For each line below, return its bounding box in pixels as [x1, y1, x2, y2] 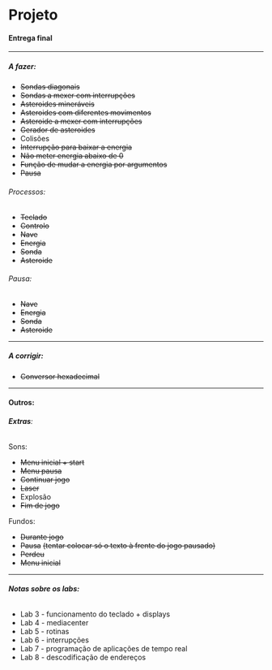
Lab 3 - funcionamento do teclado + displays [19, 609, 171, 619]
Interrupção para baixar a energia [19, 142, 132, 152]
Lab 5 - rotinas [19, 626, 70, 636]
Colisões [19, 134, 50, 144]
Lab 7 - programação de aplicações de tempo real [19, 643, 188, 653]
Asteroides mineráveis [19, 99, 95, 109]
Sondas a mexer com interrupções [19, 91, 136, 101]
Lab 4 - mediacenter [19, 617, 89, 627]
